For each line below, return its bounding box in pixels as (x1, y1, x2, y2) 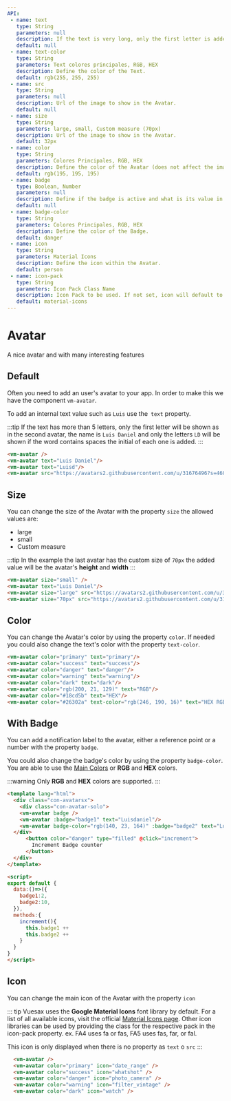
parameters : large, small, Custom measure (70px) (16, 125, 162, 132)
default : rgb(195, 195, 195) (16, 170, 100, 177)
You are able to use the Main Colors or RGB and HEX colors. (7, 764, 177, 772)
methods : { (13, 912, 41, 919)
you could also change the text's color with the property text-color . (7, 640, 201, 649)
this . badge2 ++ (25, 931, 69, 938)
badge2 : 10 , (19, 899, 51, 906)
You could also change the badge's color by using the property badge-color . (7, 757, 223, 765)
